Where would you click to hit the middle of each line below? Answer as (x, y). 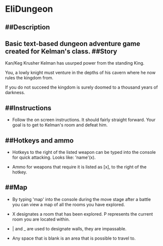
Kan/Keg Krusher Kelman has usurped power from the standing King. (75, 63)
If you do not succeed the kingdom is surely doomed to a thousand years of (81, 87)
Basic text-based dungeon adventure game (73, 43)
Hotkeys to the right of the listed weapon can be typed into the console (84, 152)
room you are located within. (41, 219)
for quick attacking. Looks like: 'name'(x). (54, 157)
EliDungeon (29, 9)
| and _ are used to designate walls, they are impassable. (69, 228)
